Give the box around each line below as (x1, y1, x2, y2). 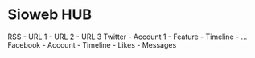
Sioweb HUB (7, 6, 93, 24)
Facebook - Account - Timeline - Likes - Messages (7, 40, 177, 49)
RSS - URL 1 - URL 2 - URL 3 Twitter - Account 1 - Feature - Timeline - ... (7, 32, 248, 41)
